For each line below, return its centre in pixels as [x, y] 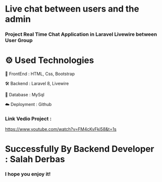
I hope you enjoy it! [28, 174]
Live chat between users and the [72, 9]
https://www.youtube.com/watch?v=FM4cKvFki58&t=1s [61, 129]
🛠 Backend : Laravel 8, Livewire [37, 84]
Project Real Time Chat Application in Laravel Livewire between [81, 34]
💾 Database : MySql [25, 95]
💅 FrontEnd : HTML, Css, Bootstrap [40, 74]
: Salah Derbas [35, 159]
